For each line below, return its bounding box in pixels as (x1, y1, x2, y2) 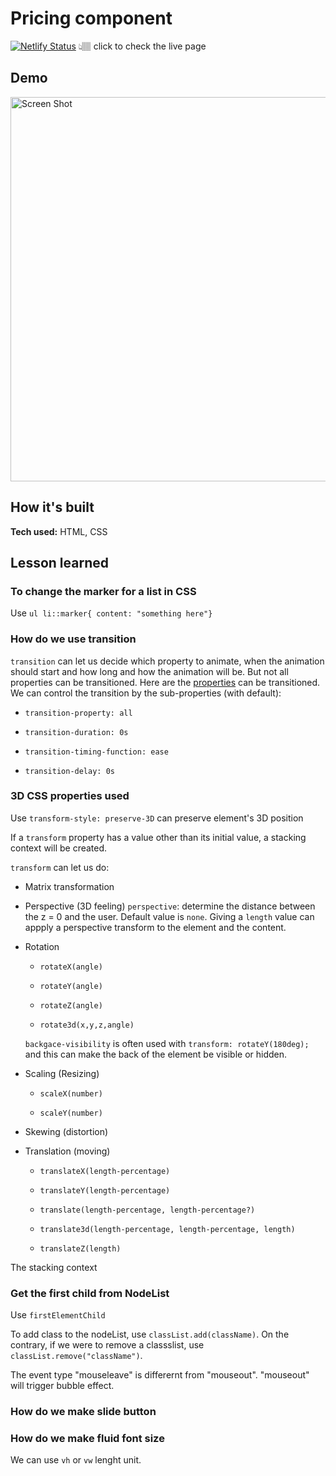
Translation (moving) (24, 1145, 111, 1157)
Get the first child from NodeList (10, 1286, 170, 1300)
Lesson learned (10, 554, 109, 571)
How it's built (10, 499, 95, 516)
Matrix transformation (24, 880, 115, 892)
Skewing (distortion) (24, 1125, 109, 1137)
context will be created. (10, 842, 108, 854)
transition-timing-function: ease (24, 747, 169, 757)
